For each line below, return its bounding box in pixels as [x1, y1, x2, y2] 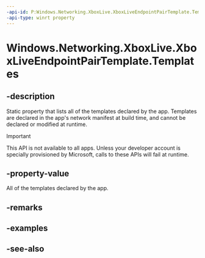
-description [6, 91, 55, 101]
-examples [6, 223, 48, 234]
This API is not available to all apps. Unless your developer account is [6, 144, 181, 152]
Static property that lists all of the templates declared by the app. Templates [6, 108, 197, 115]
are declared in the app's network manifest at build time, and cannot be [6, 114, 186, 121]
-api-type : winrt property [6, 15, 75, 21]
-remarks [6, 202, 43, 213]
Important [6, 132, 31, 139]
